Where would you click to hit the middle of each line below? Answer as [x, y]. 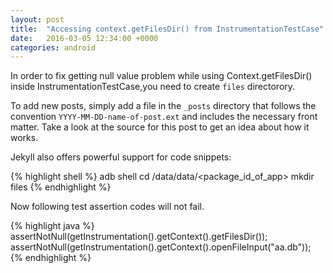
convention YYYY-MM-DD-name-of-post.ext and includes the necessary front [164, 117]
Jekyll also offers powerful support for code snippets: [121, 157]
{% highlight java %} [52, 226]
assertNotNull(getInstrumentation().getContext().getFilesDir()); [139, 237]
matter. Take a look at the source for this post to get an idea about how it [160, 127]
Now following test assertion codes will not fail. [107, 207]
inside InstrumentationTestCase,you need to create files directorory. [153, 87]
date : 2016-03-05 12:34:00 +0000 [84, 38]
